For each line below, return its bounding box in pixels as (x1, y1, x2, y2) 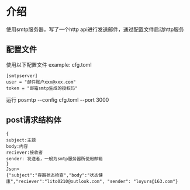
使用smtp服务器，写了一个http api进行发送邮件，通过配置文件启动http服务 (6, 26, 184, 33)
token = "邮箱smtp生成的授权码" (6, 85, 78, 91)
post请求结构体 (6, 115, 61, 125)
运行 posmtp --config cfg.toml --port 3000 (6, 96, 109, 103)
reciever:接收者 (6, 150, 43, 156)
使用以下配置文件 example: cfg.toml (6, 61, 92, 68)
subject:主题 (6, 137, 36, 143)
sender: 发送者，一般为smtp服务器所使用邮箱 (6, 156, 103, 161)
